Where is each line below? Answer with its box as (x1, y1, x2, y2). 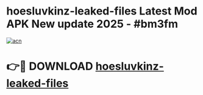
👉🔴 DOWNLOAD (6, 59, 93, 73)
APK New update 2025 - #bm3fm (6, 17, 179, 31)
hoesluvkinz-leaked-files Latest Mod (6, 4, 198, 18)
